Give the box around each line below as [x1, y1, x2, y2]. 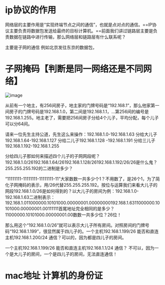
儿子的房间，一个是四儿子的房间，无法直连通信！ [18, 251, 117, 257]
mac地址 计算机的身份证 [5, 270, 103, 282]
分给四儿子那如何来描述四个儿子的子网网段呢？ [5, 153, 100, 159]
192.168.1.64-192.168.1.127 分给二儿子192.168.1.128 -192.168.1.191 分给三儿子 [5, 137, 156, 143]
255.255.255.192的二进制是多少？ [5, 165, 73, 171]
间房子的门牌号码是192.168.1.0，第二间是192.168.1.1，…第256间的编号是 [5, 109, 149, 114]
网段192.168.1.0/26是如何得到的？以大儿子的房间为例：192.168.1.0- [5, 188, 139, 194]
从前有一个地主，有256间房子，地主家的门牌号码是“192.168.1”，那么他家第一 [5, 102, 160, 108]
